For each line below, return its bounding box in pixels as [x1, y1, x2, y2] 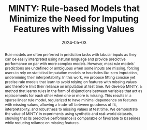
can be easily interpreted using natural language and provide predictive [4, 56, 126, 62]
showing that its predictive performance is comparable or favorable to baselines [4, 115, 141, 121]
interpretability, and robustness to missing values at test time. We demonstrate [4, 106, 138, 112]
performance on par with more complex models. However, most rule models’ [4, 61, 135, 66]
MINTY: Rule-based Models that [8, 3, 140, 14]
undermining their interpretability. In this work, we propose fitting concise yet [4, 75, 135, 80]
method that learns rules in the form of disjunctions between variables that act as [4, 88, 143, 94]
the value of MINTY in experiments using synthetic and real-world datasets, [4, 111, 133, 116]
